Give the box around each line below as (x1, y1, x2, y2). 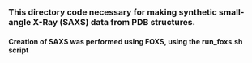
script (8, 45, 29, 55)
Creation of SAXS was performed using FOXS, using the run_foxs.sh (8, 36, 243, 46)
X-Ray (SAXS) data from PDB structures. (32, 16, 196, 27)
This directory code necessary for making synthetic (8, 6, 217, 18)
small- (218, 6, 245, 18)
